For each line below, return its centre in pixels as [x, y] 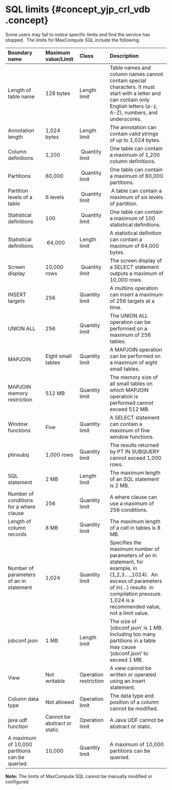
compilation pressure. [136, 594]
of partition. [124, 204]
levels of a [20, 197]
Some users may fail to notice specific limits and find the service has [78, 34]
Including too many [133, 634]
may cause [123, 647]
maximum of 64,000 [134, 246]
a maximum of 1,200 [135, 155]
